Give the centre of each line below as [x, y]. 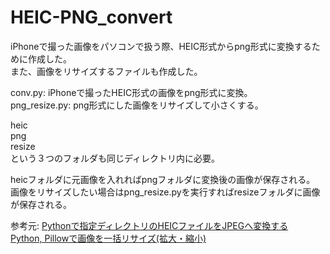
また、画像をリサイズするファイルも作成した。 [106, 71]
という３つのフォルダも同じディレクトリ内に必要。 [115, 158]
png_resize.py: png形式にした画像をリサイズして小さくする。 [137, 105]
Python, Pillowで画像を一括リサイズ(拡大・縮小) [108, 238]
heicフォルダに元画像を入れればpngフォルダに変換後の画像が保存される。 [163, 179]
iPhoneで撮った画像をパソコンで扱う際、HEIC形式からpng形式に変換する [161, 46]
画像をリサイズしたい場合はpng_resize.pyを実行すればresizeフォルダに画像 [165, 192]
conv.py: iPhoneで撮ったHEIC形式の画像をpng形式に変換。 [131, 92]
